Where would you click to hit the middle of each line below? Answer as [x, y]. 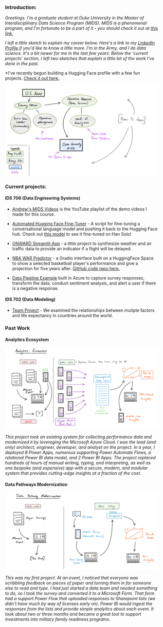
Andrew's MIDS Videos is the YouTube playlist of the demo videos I [79, 209]
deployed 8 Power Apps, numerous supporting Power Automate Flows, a [78, 452]
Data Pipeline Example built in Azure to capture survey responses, [78, 278]
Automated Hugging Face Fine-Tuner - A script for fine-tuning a [76, 223]
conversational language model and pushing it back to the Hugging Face [85, 229]
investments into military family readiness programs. [58, 619]
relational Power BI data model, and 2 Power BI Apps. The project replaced [80, 458]
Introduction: [21, 7]
